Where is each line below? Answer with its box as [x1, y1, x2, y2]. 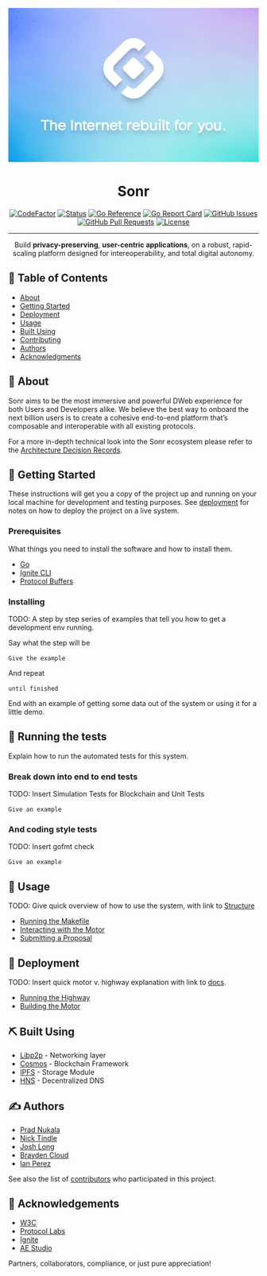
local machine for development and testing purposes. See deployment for [8, 498, 250, 507]
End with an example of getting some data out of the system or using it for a [8, 698, 257, 708]
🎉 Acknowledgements [8, 1196, 120, 1210]
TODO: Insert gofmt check [8, 842, 95, 851]
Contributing [19, 335, 61, 344]
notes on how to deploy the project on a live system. [8, 506, 180, 516]
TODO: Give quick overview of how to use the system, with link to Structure [8, 901, 256, 910]
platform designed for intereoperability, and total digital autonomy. [37, 248, 254, 258]
